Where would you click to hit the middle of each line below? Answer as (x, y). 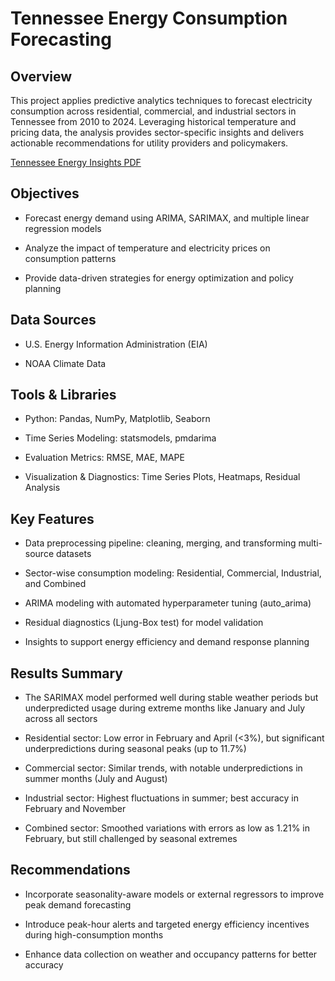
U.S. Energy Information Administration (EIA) (116, 344)
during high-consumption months (94, 934)
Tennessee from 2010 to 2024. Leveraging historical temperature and (153, 121)
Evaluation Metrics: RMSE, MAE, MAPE (104, 458)
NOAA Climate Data (65, 363)
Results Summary (67, 673)
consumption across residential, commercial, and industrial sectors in (153, 111)
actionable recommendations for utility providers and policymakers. (149, 143)
